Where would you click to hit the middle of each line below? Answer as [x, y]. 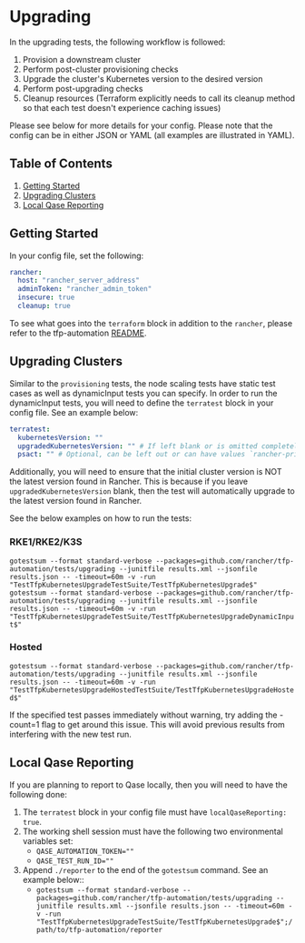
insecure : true [46, 297]
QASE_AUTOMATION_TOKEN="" [85, 851]
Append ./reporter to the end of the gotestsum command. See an [145, 869]
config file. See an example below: [74, 412]
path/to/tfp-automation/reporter [99, 929]
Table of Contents [61, 164]
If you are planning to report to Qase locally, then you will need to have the [148, 785]
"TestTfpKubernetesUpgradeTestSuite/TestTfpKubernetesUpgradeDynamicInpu [152, 617]
